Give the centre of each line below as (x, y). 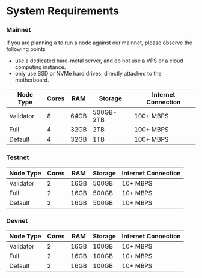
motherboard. (32, 80)
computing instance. (40, 67)
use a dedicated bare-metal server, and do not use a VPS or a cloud (99, 61)
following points (26, 49)
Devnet (17, 220)
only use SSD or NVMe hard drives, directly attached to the (88, 74)
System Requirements (63, 11)
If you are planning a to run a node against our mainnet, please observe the (99, 43)
